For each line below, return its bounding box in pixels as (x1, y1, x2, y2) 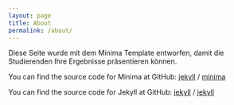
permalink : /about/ (8, 26, 73, 34)
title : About (8, 19, 52, 27)
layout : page (8, 11, 52, 20)
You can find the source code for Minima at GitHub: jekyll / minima (8, 72, 226, 82)
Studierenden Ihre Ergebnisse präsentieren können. (8, 56, 177, 66)
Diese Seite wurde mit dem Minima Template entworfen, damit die (8, 49, 224, 58)
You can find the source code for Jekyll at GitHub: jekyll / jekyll (8, 87, 215, 97)
